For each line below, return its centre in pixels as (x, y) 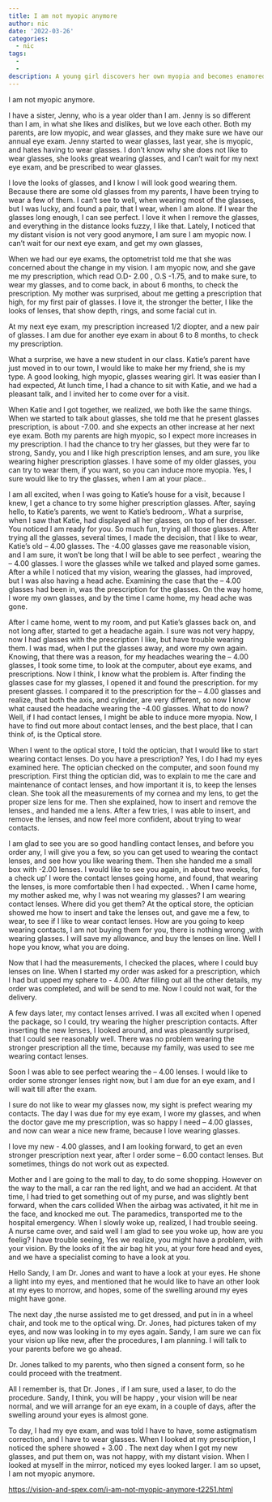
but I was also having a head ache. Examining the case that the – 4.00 (125, 581)
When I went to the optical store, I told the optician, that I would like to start (134, 750)
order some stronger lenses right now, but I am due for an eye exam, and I (132, 1080)
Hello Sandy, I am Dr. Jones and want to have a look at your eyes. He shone (134, 1272)
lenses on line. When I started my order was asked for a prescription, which (134, 971)
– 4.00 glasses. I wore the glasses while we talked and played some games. (134, 563)
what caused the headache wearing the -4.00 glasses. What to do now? (129, 708)
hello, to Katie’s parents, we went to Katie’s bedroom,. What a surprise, (126, 511)
